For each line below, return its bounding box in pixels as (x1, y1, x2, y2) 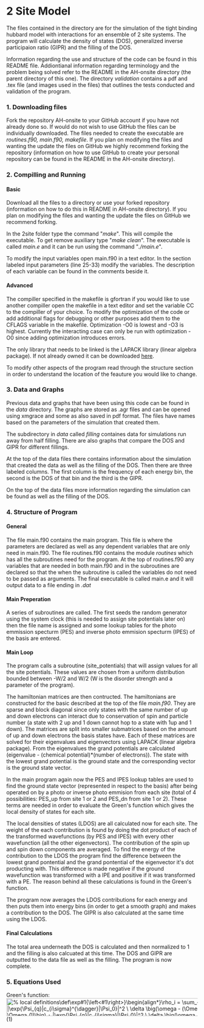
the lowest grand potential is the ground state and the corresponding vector (6, 758, 196, 765)
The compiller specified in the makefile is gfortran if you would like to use (6, 295, 190, 302)
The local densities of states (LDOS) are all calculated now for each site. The (6, 820, 198, 827)
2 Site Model (6, 4, 71, 18)
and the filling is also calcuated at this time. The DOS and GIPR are (6, 949, 172, 957)
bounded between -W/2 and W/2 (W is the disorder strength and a (6, 675, 173, 682)
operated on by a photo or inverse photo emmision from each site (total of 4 (6, 789, 196, 796)
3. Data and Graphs (6, 386, 64, 394)
